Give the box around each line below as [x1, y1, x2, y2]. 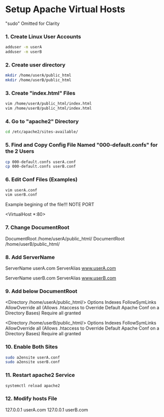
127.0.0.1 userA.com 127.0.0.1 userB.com [5, 406, 88, 412]
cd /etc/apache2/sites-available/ [5, 130, 79, 135]
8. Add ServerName [5, 253, 55, 261]
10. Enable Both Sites [5, 343, 58, 350]
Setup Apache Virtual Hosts [5, 4, 125, 15]
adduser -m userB [5, 49, 42, 54]
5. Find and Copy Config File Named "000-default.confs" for [5, 141, 158, 148]
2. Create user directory [5, 61, 65, 68]
